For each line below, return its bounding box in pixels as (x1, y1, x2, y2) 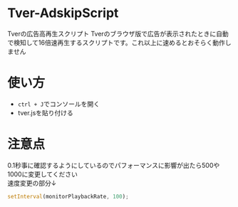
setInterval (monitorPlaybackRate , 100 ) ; (7, 193, 130, 200)
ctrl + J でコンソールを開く (17, 100, 100, 108)
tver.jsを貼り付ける (17, 108, 73, 117)
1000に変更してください (7, 169, 78, 179)
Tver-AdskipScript (7, 5, 119, 21)
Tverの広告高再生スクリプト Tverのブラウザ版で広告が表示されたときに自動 (7, 29, 229, 38)
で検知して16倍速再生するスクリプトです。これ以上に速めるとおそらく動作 (7, 38, 226, 47)
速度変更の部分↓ (7, 179, 57, 187)
